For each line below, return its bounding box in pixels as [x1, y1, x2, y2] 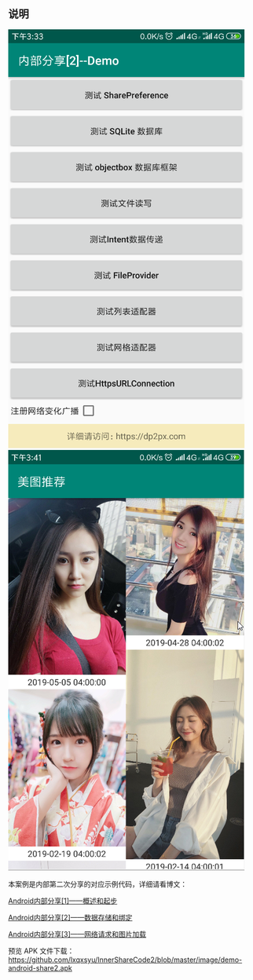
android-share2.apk [8, 963, 72, 972]
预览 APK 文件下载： [8, 945, 75, 956]
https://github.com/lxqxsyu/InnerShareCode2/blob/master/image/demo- [8, 955, 243, 964]
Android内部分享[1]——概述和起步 [8, 896, 118, 905]
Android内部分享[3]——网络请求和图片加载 [8, 929, 147, 938]
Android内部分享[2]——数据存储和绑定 [8, 912, 133, 922]
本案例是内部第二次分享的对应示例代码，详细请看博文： [8, 879, 187, 889]
